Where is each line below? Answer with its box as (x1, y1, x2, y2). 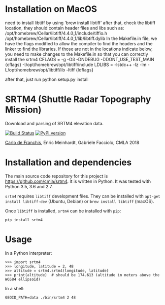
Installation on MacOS (5, 3, 98, 15)
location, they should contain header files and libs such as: (5, 25, 125, 31)
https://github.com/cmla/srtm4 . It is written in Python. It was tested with (5, 178, 151, 184)
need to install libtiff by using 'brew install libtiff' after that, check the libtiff (5, 20, 156, 26)
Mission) (5, 104, 42, 115)
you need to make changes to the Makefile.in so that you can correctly (5, 51, 149, 57)
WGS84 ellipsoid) (5, 277, 41, 282)
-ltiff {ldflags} (66, 67, 94, 72)
